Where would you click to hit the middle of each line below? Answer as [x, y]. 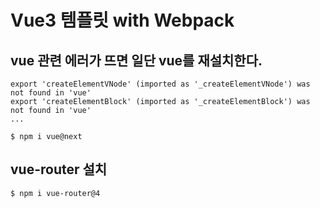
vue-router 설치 [59, 169]
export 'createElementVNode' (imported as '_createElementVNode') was [160, 84]
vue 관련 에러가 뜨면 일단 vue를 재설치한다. [136, 60]
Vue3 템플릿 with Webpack [122, 20]
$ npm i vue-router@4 [55, 193]
